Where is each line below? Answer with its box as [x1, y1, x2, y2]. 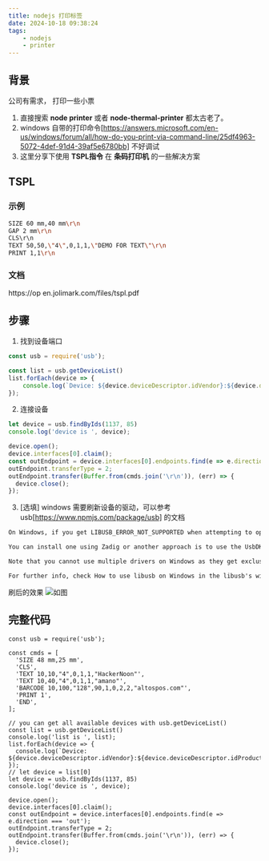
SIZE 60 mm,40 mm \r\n [8, 219, 81, 227]
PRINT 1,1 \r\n [8, 249, 56, 257]
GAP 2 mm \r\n [8, 227, 52, 235]
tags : [8, 26, 26, 34]
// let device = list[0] [8, 768, 91, 776]
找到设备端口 [19, 336, 62, 346]
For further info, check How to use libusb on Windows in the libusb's [8, 572, 252, 580]
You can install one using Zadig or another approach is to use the [8, 543, 242, 551]
